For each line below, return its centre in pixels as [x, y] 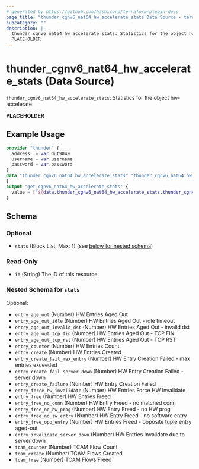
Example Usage [36, 134]
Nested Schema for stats [43, 290]
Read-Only [22, 262]
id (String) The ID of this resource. [57, 275]
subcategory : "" [26, 23]
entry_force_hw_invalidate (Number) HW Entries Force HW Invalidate [100, 390]
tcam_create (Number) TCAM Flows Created [68, 453]
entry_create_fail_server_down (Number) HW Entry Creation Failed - [99, 371]
